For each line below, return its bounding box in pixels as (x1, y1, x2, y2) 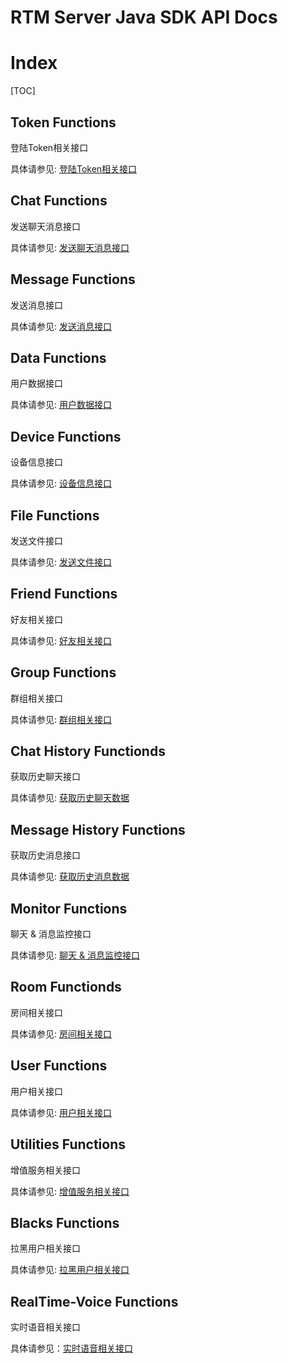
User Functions (10, 1057, 108, 1075)
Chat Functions (10, 192, 108, 210)
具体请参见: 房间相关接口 (10, 1027, 112, 1040)
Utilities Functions (10, 1136, 126, 1153)
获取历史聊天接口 (10, 771, 81, 783)
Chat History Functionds (10, 743, 166, 760)
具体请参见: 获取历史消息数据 (10, 871, 130, 883)
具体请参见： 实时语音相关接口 (10, 1342, 133, 1355)
